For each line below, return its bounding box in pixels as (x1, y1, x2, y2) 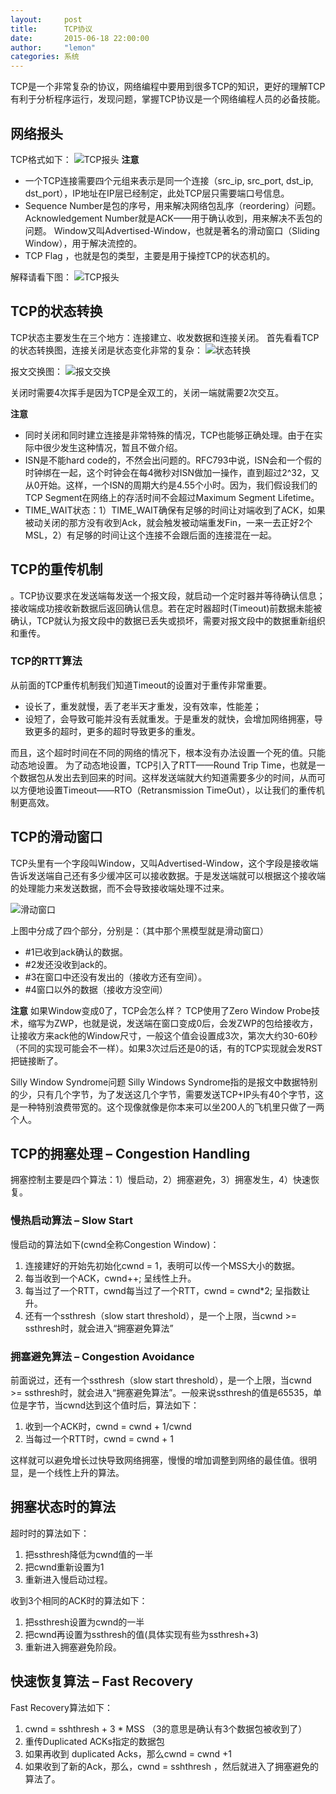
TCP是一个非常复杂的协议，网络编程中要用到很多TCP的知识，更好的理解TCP (10, 81, 326, 93)
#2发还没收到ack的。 (24, 958, 113, 970)
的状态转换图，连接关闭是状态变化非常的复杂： (10, 344, 203, 356)
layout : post (10, 14, 83, 25)
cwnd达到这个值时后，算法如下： (62, 1399, 200, 1411)
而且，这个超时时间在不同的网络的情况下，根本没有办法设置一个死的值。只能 (10, 746, 326, 758)
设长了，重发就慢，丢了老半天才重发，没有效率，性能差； (24, 700, 262, 712)
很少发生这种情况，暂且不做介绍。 (42, 441, 183, 453)
